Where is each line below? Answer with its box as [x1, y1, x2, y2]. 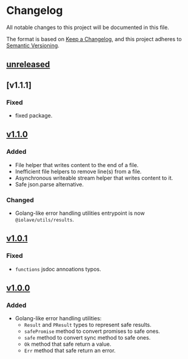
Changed [6, 196, 35, 204]
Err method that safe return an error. [24, 347, 116, 354]
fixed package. [15, 112, 53, 119]
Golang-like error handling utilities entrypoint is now [15, 209, 145, 217]
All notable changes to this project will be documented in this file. [6, 24, 170, 31]
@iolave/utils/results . [15, 216, 75, 223]
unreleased [6, 59, 50, 70]
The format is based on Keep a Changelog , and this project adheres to [6, 35, 182, 42]
